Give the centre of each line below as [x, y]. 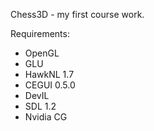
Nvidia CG [46, 117]
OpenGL [42, 53]
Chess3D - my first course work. [77, 14]
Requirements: [40, 33]
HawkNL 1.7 [49, 74]
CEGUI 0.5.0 [50, 85]
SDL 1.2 [40, 106]
